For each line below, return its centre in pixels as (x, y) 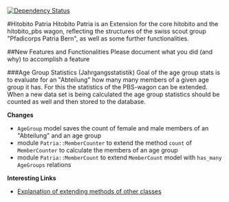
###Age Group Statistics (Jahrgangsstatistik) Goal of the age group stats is (114, 72)
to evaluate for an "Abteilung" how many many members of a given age (108, 80)
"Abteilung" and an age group (59, 135)
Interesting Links (32, 178)
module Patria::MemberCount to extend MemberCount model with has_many (119, 157)
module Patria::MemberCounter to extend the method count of (105, 143)
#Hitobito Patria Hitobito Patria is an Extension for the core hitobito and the (113, 24)
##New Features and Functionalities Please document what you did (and (110, 52)
